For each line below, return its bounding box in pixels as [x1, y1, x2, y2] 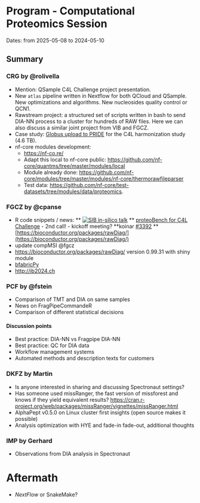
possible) [14, 415, 38, 422]
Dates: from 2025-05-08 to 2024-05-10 [6, 37, 104, 44]
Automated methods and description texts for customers [14, 355, 155, 362]
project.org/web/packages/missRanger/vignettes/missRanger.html [14, 402, 179, 409]
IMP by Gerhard [6, 436, 53, 445]
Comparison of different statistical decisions [14, 309, 124, 316]
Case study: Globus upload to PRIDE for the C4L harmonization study [14, 130, 186, 137]
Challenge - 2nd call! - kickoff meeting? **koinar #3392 [14, 222, 152, 230]
